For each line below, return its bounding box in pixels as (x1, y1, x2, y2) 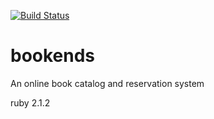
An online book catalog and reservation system (10, 77, 205, 89)
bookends (10, 45, 96, 67)
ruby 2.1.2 (10, 96, 51, 109)
